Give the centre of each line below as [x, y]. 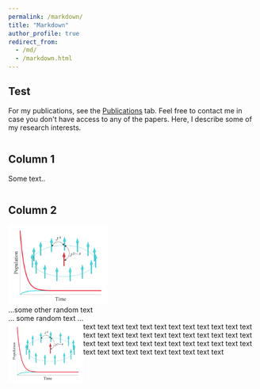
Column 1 [32, 160]
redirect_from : [33, 42]
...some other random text [51, 310]
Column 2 [32, 210]
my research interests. [45, 128]
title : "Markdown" [38, 25]
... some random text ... [46, 318]
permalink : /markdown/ [46, 17]
